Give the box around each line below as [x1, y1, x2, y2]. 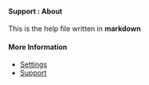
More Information [8, 42, 68, 52]
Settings [19, 60, 48, 69]
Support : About [8, 6, 63, 16]
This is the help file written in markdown [8, 24, 141, 33]
